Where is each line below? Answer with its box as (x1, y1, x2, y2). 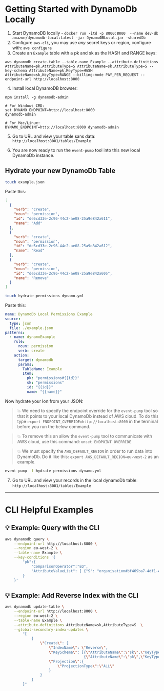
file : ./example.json (9, 325, 54, 331)
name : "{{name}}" (26, 389, 62, 394)
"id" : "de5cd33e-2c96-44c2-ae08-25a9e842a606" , (14, 271, 112, 276)
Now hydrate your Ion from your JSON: (5, 398, 84, 404)
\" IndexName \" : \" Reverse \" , (48, 645, 108, 650)
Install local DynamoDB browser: (12, 85, 78, 91)
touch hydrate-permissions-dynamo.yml (5, 293, 84, 299)
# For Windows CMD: (5, 103, 45, 108)
